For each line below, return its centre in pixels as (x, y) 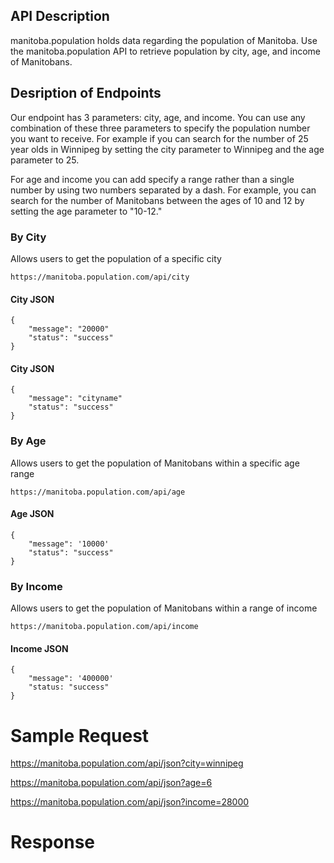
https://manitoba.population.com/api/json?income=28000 (130, 802)
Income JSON (39, 648)
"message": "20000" (69, 329)
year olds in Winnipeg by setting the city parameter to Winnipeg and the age (167, 149)
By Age (28, 441)
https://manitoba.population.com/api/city (100, 277)
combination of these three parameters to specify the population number (160, 128)
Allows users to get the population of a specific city (116, 258)
